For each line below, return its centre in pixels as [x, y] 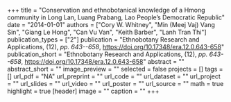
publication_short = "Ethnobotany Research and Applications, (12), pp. [108, 54]
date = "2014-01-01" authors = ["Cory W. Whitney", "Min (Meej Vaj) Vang [111, 25]
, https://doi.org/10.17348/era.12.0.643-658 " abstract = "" [103, 61]
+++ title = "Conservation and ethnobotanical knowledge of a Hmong [106, 10]
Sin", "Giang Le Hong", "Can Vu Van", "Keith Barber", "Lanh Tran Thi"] [107, 32]
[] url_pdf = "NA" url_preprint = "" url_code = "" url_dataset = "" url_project [114, 76]
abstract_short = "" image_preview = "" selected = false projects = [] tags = [115, 69]
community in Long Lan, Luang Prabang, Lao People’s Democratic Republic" [116, 17]
